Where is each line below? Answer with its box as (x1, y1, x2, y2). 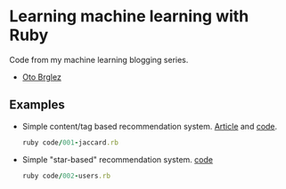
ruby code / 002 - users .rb (21, 171, 111, 180)
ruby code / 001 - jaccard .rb (21, 138, 118, 147)
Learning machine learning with (9, 6, 249, 27)
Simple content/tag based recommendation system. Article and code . (21, 121, 278, 131)
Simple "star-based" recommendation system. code (21, 154, 214, 165)
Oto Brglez (21, 71, 62, 82)
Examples (9, 98, 65, 113)
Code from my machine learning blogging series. (9, 54, 189, 65)
